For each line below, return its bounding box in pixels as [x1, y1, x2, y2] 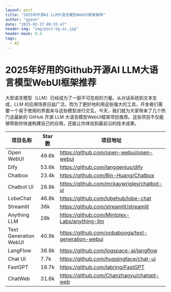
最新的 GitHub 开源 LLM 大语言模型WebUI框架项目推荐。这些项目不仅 [14, 114, 159, 120]
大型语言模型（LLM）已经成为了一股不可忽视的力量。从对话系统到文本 [5, 95, 153, 101]
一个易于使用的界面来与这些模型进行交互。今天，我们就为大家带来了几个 [9, 108, 161, 114]
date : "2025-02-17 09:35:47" [5, 21, 67, 27]
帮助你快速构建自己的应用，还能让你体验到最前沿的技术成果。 [9, 120, 139, 126]
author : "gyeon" [5, 17, 40, 22]
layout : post [5, 7, 33, 13]
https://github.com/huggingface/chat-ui [60, 255, 156, 262]
